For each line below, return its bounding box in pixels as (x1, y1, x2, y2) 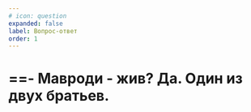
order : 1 (8, 34, 38, 43)
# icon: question (8, 11, 67, 20)
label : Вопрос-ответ (8, 27, 79, 35)
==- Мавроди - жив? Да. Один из (8, 70, 243, 88)
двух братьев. (8, 87, 109, 106)
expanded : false (8, 19, 63, 28)
